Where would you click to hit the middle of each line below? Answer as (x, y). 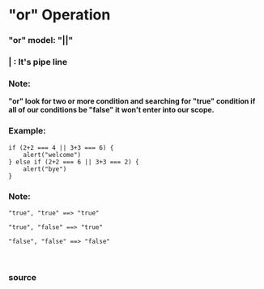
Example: (27, 131)
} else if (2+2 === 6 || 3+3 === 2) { (74, 162)
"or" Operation (60, 15)
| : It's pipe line (38, 62)
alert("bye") (45, 169)
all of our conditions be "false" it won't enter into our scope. (111, 110)
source (23, 277)
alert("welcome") (52, 155)
